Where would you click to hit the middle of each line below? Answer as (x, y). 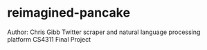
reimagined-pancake (69, 13)
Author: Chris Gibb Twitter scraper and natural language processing (104, 32)
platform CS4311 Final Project (49, 39)
